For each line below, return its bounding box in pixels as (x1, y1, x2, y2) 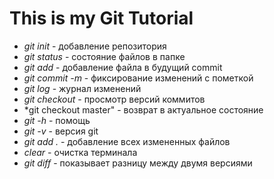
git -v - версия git (23, 125, 99, 137)
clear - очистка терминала (23, 146, 138, 158)
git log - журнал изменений (23, 82, 142, 94)
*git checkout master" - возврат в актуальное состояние (23, 103, 264, 116)
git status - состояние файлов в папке (23, 50, 186, 62)
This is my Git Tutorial (9, 7, 194, 30)
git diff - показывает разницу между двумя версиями (23, 157, 253, 169)
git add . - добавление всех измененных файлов (23, 135, 231, 147)
